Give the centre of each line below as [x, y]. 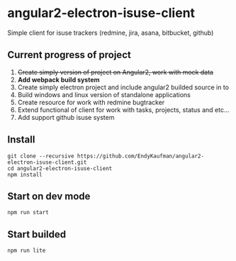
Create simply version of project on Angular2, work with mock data [116, 72]
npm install [25, 174]
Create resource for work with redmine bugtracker [91, 102]
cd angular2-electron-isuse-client [60, 168]
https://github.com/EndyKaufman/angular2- [140, 156]
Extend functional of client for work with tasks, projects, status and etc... [123, 110]
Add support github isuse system [66, 117]
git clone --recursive [41, 156]
